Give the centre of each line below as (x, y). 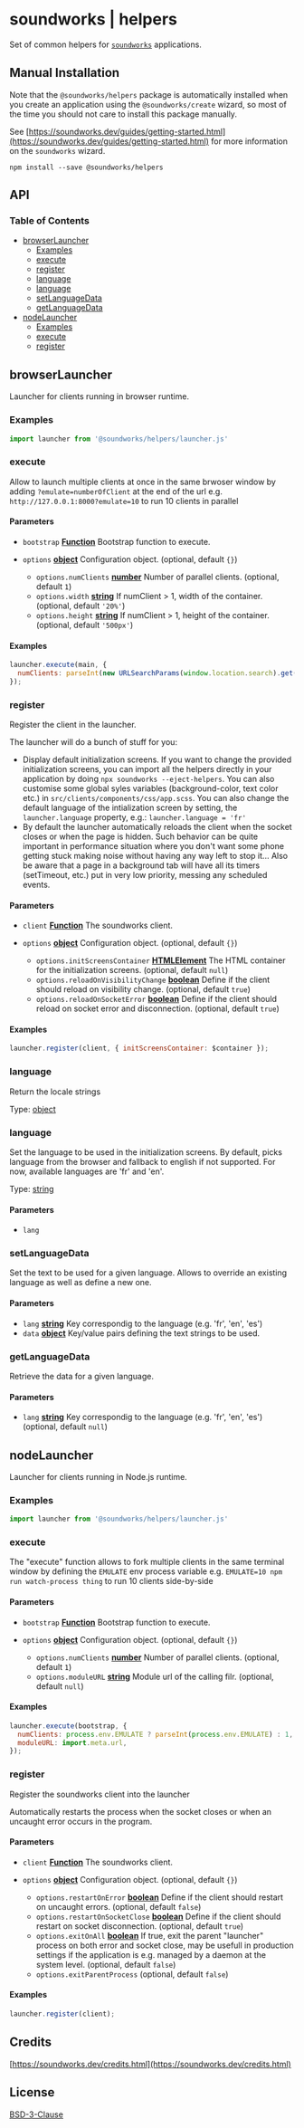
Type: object (33, 1109)
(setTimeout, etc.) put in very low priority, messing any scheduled (145, 875)
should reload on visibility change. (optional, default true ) (143, 989)
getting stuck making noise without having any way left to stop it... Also (155, 856)
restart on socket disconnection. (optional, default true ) (140, 1926)
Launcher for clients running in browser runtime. (100, 396)
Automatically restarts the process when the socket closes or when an (141, 1811)
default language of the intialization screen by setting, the (130, 808)
